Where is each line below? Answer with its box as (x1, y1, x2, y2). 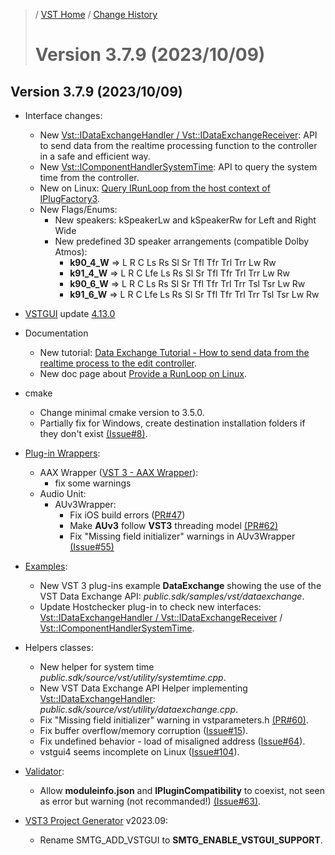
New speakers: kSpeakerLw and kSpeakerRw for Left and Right (54, 214, 317, 226)
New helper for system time (39, 661, 155, 673)
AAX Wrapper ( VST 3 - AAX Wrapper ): (39, 467, 199, 478)
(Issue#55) (69, 541, 115, 553)
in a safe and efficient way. (39, 150, 151, 162)
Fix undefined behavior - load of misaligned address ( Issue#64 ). (39, 735, 306, 747)
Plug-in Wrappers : (24, 447, 101, 459)
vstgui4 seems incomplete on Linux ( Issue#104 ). (39, 746, 240, 758)
